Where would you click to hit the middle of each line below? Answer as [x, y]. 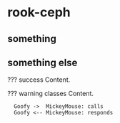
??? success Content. [39, 80]
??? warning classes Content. [51, 94]
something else [42, 62]
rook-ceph [39, 12]
